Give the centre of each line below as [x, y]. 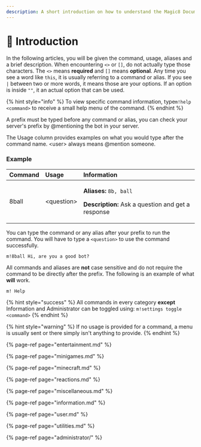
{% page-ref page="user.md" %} [47, 414]
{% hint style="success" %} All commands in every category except [91, 302]
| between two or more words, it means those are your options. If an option [99, 83]
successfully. [22, 245]
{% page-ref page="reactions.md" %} [53, 379]
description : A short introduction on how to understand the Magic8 [93, 12]
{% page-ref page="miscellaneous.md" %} [60, 391]
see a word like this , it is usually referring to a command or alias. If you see [99, 77]
